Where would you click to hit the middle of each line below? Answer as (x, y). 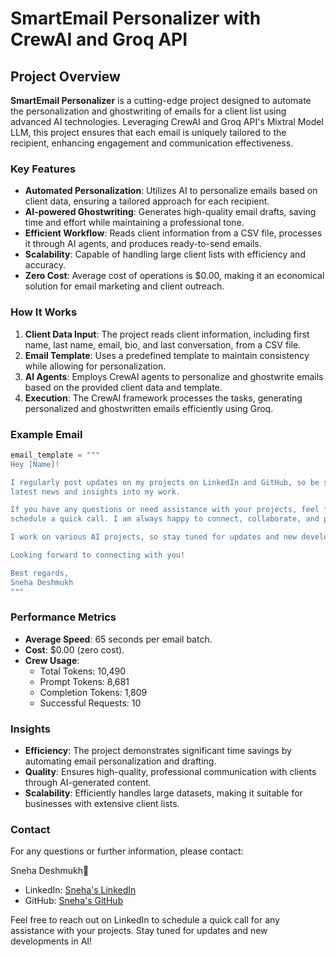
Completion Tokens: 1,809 (93, 692)
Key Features (43, 169)
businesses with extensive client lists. (102, 804)
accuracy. (45, 265)
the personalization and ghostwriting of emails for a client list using (148, 111)
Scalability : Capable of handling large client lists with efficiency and (165, 254)
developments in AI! (51, 941)
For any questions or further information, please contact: (127, 851)
